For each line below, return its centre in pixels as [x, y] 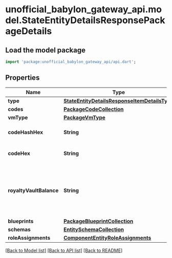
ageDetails [29, 31]
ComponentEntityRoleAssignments [107, 238]
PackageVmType [84, 117]
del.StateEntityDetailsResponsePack [85, 20]
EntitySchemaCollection [94, 229]
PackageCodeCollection [93, 109]
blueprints [21, 221]
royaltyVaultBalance [33, 190]
